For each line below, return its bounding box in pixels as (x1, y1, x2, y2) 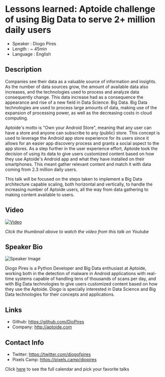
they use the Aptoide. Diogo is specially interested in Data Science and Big (5, 286, 156, 292)
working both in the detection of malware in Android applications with (5, 271, 146, 277)
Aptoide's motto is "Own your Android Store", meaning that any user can (5, 125, 152, 130)
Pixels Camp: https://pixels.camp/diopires (12, 357, 97, 362)
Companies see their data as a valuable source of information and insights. (5, 78, 157, 84)
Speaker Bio (5, 243, 43, 251)
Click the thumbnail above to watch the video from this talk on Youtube (5, 228, 149, 234)
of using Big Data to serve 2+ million (5, 14, 156, 25)
